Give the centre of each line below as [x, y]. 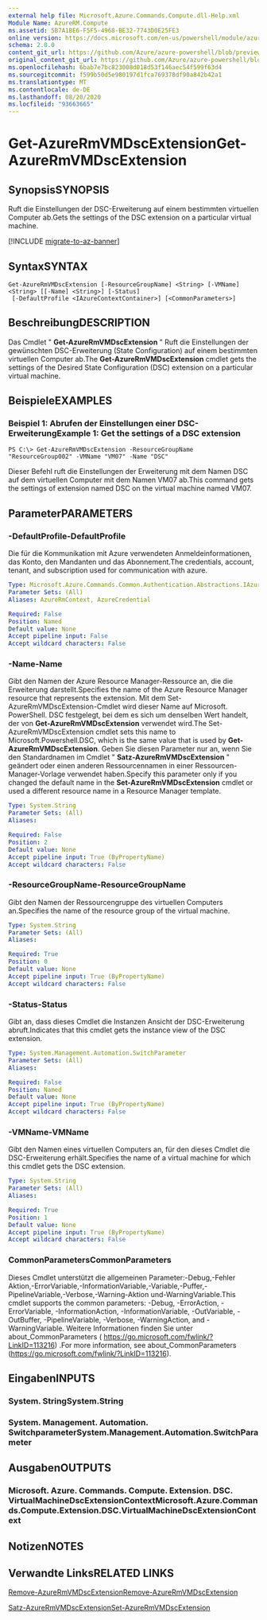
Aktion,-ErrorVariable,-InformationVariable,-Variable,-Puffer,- [108, 1286]
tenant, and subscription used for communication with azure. [108, 570]
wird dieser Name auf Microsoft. [175, 707]
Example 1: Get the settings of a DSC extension [149, 433]
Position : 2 [28, 842]
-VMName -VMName [49, 1132]
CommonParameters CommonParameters [90, 1260]
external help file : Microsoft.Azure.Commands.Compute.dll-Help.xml [124, 16]
